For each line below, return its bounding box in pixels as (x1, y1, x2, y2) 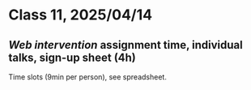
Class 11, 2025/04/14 (8, 6, 152, 24)
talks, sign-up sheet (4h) (8, 50, 136, 64)
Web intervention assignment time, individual (8, 38, 243, 52)
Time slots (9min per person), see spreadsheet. (8, 72, 168, 82)
